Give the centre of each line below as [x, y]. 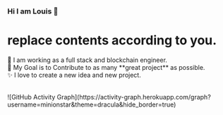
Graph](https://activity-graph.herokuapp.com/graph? [134, 97]
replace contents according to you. [112, 41]
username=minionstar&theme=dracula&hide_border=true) [92, 104]
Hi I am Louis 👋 [33, 11]
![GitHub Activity [31, 97]
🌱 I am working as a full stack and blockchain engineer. [88, 60]
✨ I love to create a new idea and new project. [74, 75]
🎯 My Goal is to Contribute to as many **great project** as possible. [106, 67]
